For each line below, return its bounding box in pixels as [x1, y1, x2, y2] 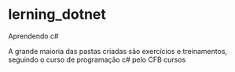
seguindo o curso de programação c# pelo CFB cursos [8, 55, 186, 64]
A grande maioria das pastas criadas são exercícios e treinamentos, [8, 46, 228, 56]
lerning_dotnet [8, 5, 106, 23]
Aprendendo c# [8, 31, 59, 41]
